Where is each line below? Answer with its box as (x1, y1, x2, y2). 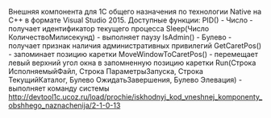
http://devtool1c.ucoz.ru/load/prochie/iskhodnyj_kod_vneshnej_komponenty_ (8, 92, 263, 101)
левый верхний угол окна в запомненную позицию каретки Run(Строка (8, 58, 256, 67)
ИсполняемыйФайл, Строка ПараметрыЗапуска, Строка (8, 67, 204, 75)
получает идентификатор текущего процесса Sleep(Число (8, 24, 210, 33)
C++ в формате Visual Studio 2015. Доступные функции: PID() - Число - (8, 15, 253, 25)
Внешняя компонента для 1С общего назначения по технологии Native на (8, 7, 262, 16)
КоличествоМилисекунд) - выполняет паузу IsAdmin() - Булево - (8, 32, 232, 42)
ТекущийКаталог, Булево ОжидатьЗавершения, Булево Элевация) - (8, 75, 243, 84)
